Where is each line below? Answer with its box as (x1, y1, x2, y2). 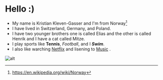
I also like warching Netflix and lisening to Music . (12, 46, 111, 52)
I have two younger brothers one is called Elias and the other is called (12, 31, 151, 36)
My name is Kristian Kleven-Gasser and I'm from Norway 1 (12, 19, 128, 26)
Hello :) (5, 3, 35, 15)
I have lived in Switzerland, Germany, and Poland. (12, 25, 111, 31)
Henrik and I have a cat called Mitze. (12, 35, 85, 42)
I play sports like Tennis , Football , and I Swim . (12, 41, 105, 47)
